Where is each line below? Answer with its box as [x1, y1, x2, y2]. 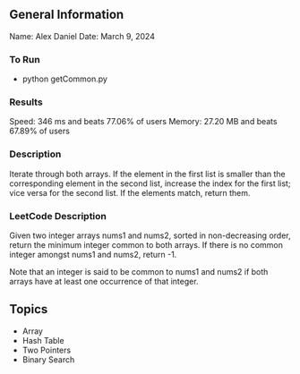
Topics [9, 302, 48, 317]
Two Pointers [21, 344, 72, 355]
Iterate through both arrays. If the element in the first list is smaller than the [9, 168, 286, 179]
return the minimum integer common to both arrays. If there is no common [9, 240, 284, 250]
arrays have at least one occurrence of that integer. [9, 276, 199, 286]
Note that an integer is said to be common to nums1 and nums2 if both [9, 267, 269, 276]
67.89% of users [9, 125, 70, 137]
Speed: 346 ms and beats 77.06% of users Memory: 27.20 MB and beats [9, 116, 278, 127]
